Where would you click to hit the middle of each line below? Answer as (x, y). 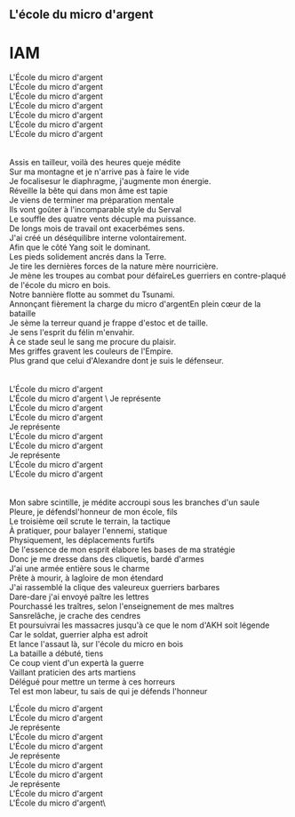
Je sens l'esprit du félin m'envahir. (72, 332)
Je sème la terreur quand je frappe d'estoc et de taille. (109, 323)
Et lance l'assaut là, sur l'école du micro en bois (96, 645)
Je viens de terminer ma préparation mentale (92, 200)
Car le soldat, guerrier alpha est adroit (79, 635)
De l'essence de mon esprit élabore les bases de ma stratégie (122, 549)
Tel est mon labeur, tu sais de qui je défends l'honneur (108, 692)
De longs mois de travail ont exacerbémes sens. (97, 228)
